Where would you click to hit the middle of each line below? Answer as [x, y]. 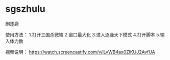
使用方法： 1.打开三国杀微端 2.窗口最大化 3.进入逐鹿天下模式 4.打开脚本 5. [83, 34]
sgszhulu [25, 9]
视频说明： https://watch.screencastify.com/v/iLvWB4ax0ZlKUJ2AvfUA [80, 52]
